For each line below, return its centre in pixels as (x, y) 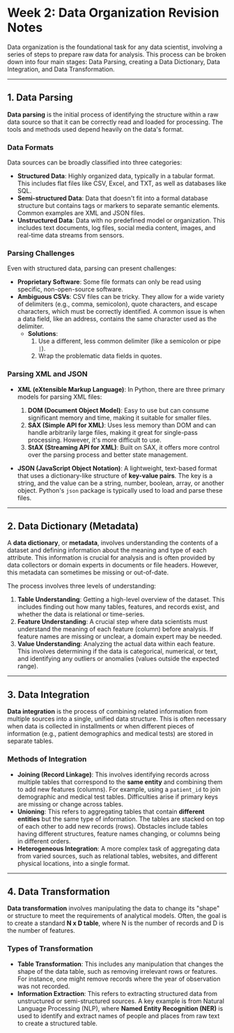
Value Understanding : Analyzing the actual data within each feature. (116, 644)
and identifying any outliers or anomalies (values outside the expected (118, 659)
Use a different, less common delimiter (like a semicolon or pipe (130, 341)
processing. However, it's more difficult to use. (95, 440)
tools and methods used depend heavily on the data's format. (95, 129)
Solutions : (42, 334)
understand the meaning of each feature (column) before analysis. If (115, 629)
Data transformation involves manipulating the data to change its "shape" (114, 908)
